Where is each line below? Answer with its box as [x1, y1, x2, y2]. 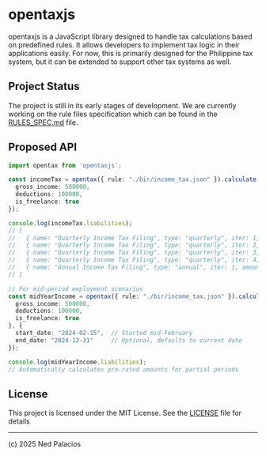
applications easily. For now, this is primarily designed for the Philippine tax [8, 48, 253, 58]
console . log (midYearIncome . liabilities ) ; [8, 358, 147, 366]
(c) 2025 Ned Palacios [8, 439, 82, 449]
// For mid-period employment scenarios [8, 285, 144, 293]
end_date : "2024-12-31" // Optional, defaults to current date [15, 336, 243, 345]
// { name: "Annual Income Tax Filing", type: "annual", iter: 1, [8, 263, 239, 272]
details [8, 416, 30, 426]
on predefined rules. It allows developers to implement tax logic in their [8, 40, 240, 49]
